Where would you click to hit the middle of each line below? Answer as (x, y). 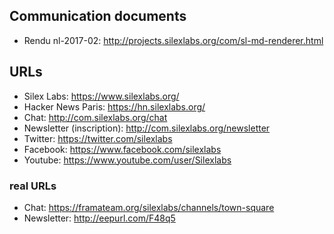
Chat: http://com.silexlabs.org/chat (95, 117)
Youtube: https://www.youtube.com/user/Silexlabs (127, 160)
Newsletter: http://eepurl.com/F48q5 (99, 218)
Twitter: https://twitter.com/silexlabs (98, 138)
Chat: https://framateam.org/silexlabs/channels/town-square (149, 207)
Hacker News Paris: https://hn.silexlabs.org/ (114, 106)
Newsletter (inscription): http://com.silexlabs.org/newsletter (147, 128)
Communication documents (98, 16)
